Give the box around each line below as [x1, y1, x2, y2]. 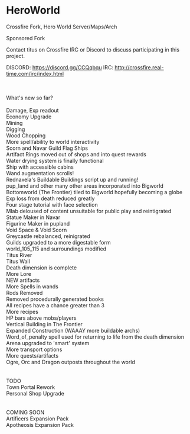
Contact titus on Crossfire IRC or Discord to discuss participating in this [6, 46, 180, 53]
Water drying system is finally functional [6, 157, 104, 164]
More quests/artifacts [6, 352, 59, 359]
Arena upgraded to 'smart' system [6, 339, 90, 346]
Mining [6, 119, 23, 126]
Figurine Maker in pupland [6, 220, 70, 227]
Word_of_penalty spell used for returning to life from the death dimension [6, 333, 185, 340]
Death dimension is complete [6, 264, 77, 271]
